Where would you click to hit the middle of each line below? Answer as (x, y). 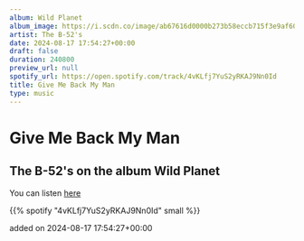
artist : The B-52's (46, 34)
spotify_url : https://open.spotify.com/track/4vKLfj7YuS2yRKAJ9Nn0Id (143, 77)
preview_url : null (44, 69)
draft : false (34, 51)
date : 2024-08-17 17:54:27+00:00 (72, 43)
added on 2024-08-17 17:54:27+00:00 (81, 227)
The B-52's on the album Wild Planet (114, 171)
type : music (32, 93)
